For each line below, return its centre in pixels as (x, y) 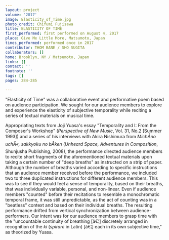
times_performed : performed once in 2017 (50, 43)
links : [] (16, 62)
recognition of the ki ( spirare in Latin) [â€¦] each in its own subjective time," (84, 226)
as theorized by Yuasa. (29, 232)
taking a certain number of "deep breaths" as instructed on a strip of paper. (84, 162)
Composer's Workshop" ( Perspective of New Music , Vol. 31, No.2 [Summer (83, 131)
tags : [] (14, 76)
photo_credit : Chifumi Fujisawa (39, 24)
